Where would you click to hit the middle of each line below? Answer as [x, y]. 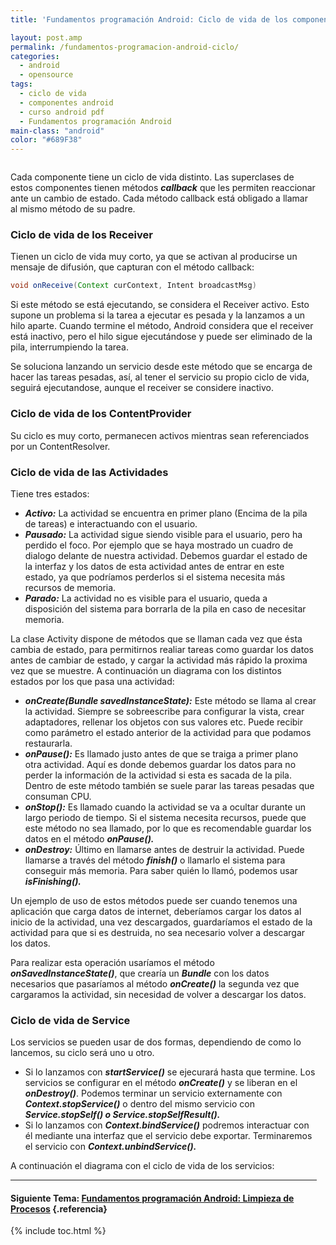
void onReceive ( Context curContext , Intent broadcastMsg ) [133, 286]
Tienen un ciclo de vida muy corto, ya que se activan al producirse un [154, 257]
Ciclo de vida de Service [70, 1020]
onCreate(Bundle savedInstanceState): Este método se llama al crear [170, 700]
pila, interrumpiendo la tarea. [69, 347]
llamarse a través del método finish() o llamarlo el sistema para [155, 860]
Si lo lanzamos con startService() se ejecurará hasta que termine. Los [170, 1072]
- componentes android [66, 102]
